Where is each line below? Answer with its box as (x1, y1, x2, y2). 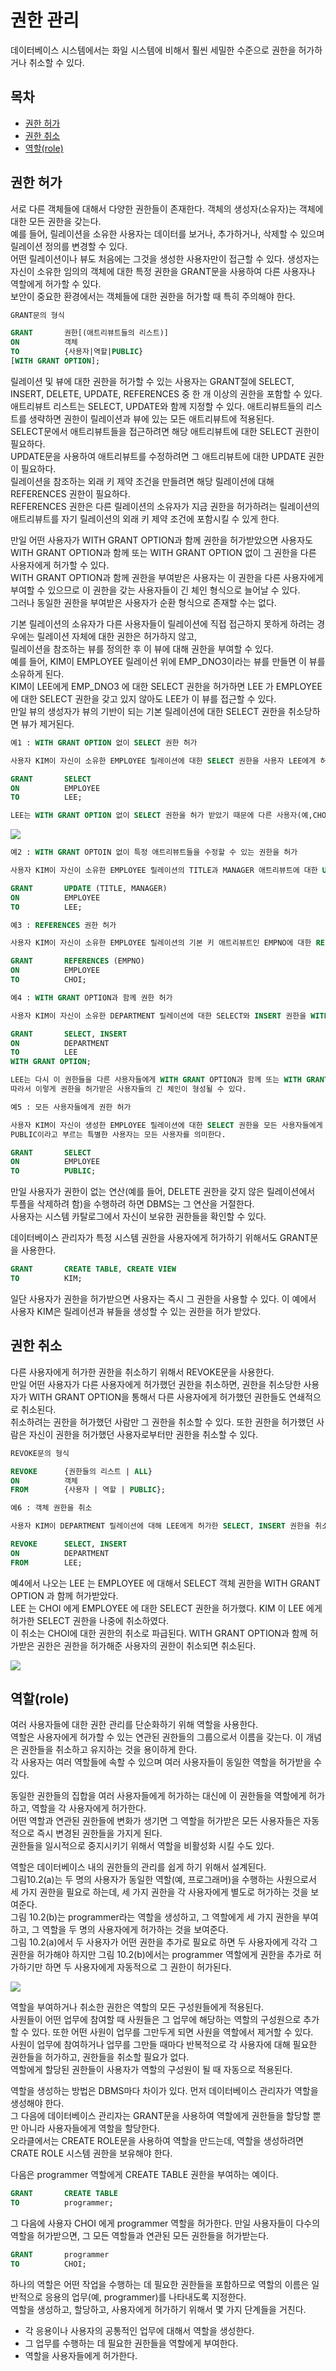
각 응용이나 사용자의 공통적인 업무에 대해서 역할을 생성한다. (24, 2324, 255, 2336)
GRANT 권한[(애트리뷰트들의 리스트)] (10, 328, 169, 338)
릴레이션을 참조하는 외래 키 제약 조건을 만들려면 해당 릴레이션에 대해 (10, 475, 275, 487)
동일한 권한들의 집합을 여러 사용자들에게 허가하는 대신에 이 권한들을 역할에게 (10, 1790, 307, 1802)
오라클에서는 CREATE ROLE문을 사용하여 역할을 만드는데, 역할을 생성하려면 (10, 2135, 304, 2147)
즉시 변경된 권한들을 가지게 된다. (36, 1827, 163, 1840)
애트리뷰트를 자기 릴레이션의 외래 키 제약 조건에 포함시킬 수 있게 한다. (10, 512, 280, 525)
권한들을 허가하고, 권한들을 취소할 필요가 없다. (10, 2051, 190, 2063)
